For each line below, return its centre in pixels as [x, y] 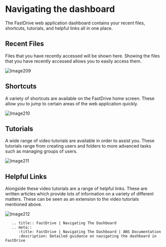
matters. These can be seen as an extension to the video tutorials [72, 199]
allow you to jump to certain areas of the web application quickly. [72, 103]
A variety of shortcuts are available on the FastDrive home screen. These [80, 98]
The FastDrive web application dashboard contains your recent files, [75, 23]
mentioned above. [24, 204]
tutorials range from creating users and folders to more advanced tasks [78, 146]
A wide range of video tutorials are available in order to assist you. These [80, 141]
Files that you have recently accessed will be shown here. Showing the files [83, 56]
